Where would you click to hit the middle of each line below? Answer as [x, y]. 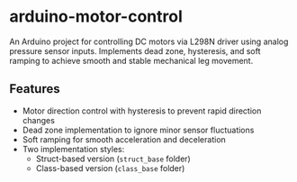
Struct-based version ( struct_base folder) [113, 159]
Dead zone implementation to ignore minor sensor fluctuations [138, 130]
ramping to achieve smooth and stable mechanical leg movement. [131, 60]
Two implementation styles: [73, 149]
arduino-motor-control [96, 17]
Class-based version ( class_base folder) [110, 168]
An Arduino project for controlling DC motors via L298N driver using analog [149, 41]
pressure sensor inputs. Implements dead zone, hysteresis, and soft [135, 50]
